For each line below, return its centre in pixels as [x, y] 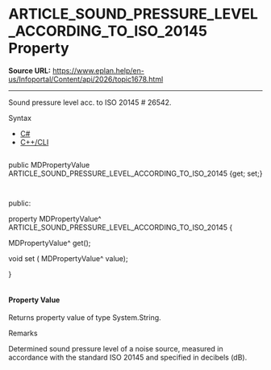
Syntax [20, 118]
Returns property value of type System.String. [85, 318]
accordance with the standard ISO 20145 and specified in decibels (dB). [128, 358]
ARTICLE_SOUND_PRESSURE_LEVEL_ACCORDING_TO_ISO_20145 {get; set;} [135, 173]
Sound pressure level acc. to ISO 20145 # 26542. [90, 102]
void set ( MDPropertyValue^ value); [68, 258]
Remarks [23, 333]
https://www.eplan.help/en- [98, 70]
